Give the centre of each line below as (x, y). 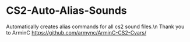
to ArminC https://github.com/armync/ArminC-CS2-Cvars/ (76, 32)
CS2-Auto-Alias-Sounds (66, 11)
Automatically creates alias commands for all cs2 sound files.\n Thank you (95, 26)
